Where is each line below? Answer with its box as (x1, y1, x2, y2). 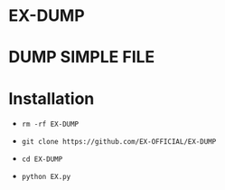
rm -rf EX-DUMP (21, 119, 80, 129)
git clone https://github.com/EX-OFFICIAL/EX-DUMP (21, 138, 217, 147)
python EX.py (21, 173, 71, 182)
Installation (8, 88, 95, 109)
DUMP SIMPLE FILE (8, 47, 155, 68)
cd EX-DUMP (21, 155, 63, 164)
